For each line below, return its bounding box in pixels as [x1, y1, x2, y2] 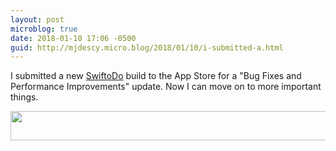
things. [10, 91, 39, 103]
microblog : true [10, 24, 78, 34]
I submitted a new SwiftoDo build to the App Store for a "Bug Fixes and [10, 70, 302, 82]
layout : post [10, 14, 65, 25]
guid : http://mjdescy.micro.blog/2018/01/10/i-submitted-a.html [10, 42, 284, 53]
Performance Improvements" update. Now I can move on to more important [10, 81, 322, 93]
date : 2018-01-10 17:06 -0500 [10, 33, 137, 43]
